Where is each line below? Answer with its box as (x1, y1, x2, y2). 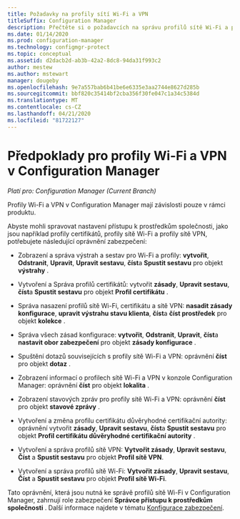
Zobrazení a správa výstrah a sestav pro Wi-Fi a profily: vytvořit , (17, 251, 209, 259)
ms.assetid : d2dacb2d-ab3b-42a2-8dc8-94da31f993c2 (7, 57, 161, 64)
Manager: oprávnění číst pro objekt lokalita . (17, 380, 150, 390)
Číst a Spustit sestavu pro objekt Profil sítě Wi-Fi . (17, 474, 167, 483)
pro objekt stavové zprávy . (17, 402, 100, 411)
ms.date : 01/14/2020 (7, 30, 69, 38)
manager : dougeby (7, 76, 59, 84)
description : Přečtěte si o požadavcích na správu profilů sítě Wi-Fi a (7, 24, 229, 31)
